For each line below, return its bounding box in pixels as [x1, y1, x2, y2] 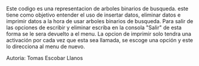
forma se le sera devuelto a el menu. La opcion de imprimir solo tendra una [6, 30, 192, 37]
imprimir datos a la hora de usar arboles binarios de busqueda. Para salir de [6, 18, 194, 24]
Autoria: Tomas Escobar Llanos [6, 55, 83, 61]
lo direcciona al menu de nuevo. [6, 43, 85, 50]
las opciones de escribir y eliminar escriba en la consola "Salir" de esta [6, 24, 182, 31]
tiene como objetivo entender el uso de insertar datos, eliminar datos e [6, 11, 181, 18]
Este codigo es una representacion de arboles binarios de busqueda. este [6, 5, 189, 12]
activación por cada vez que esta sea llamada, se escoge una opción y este [6, 37, 194, 43]
